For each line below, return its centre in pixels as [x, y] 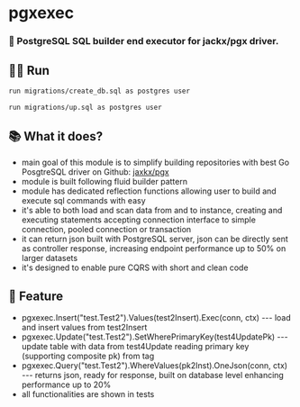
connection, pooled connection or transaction [106, 230]
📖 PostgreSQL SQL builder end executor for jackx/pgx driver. [144, 41]
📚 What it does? [56, 136]
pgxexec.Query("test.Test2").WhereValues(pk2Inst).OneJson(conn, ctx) [155, 366]
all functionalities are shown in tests [88, 394]
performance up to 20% [66, 384]
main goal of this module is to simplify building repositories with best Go [155, 163]
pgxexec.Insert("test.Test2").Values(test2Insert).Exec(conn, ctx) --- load [156, 318]
